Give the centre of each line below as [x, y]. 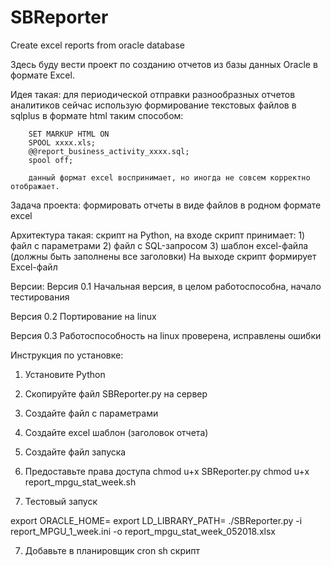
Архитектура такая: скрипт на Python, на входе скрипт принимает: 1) [158, 235]
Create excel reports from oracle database [97, 45]
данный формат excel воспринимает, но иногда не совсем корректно [169, 177]
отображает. [35, 186]
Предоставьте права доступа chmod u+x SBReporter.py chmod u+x [167, 471]
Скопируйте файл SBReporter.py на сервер [116, 393]
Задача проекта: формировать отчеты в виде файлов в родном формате [166, 205]
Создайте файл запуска [75, 452]
